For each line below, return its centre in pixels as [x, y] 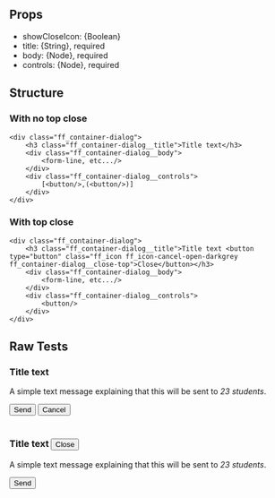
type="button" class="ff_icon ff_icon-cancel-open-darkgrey [124, 256]
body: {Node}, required [65, 55]
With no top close [48, 118]
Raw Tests [39, 347]
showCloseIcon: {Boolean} [71, 36]
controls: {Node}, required [71, 64]
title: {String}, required [64, 46]
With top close [42, 222]
